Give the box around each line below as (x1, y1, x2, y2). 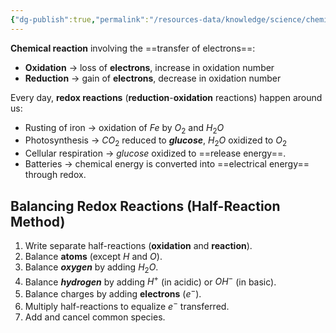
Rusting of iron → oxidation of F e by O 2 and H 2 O (24, 121, 225, 136)
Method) (10, 213, 66, 230)
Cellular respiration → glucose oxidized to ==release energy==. (24, 147, 287, 160)
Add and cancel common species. (24, 311, 166, 323)
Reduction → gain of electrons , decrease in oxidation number (24, 72, 282, 84)
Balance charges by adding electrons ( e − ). (24, 286, 202, 300)
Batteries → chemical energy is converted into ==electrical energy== (24, 158, 310, 170)
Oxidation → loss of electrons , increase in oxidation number (24, 61, 275, 73)
